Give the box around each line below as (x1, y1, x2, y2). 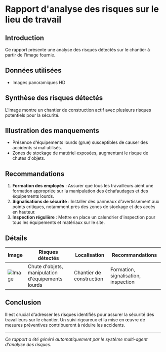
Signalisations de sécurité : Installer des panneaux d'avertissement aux (12, 199, 160, 205)
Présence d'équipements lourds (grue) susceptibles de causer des (12, 139, 148, 145)
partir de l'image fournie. (5, 52, 56, 58)
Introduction (5, 34, 44, 42)
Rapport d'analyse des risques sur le (5, 3, 159, 15)
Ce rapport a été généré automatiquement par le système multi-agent (5, 336, 148, 342)
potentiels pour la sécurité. (5, 112, 60, 118)
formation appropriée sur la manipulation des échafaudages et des (12, 188, 148, 194)
